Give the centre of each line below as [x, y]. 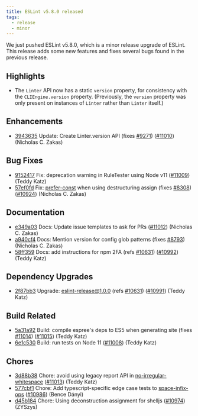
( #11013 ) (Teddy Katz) [71, 382]
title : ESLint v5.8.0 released [45, 12]
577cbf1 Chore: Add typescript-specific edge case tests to [86, 388]
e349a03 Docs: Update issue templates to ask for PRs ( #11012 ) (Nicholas [103, 227]
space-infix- [173, 388]
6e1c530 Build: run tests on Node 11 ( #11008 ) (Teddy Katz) [86, 343]
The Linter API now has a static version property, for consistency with [101, 91]
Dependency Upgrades [50, 277]
